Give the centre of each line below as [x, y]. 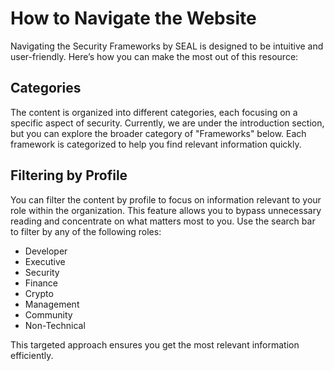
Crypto [39, 293]
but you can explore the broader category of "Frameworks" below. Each [158, 133]
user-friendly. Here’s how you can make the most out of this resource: [154, 56]
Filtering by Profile [69, 175]
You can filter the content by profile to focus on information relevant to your [166, 199]
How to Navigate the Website [133, 18]
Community [48, 314]
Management [52, 304]
